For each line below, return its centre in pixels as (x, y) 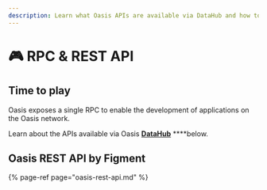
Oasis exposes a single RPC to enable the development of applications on (129, 110)
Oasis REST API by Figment (77, 159)
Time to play (40, 91)
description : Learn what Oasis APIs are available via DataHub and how (129, 15)
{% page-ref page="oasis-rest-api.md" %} (78, 177)
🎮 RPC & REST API (71, 56)
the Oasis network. (39, 118)
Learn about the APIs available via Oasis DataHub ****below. (108, 133)
